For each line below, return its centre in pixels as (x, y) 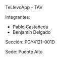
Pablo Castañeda (30, 27)
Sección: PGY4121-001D (30, 42)
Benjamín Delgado (32, 32)
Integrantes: (18, 17)
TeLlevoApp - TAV (24, 7)
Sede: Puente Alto (24, 52)
